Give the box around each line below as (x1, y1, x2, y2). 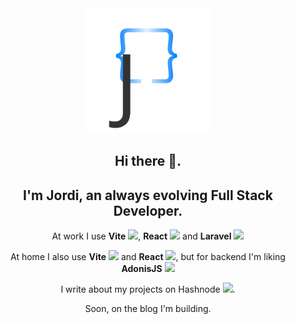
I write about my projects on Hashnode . (60, 283, 236, 296)
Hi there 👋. (114, 153, 182, 170)
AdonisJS (121, 263, 163, 275)
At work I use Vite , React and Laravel (51, 230, 232, 242)
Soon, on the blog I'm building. (84, 303, 212, 315)
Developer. (113, 202, 183, 219)
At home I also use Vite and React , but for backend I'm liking (10, 251, 286, 263)
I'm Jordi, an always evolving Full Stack (23, 187, 273, 204)
